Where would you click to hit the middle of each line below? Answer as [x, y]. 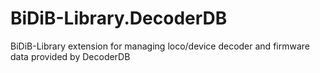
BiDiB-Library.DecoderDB [119, 18]
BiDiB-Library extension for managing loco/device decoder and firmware [160, 46]
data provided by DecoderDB [70, 56]
